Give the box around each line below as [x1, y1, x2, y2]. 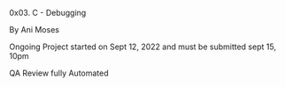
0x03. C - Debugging [9, 8, 87, 18]
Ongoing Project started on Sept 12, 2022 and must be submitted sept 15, [9, 41, 277, 52]
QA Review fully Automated [9, 68, 109, 78]
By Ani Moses [9, 25, 60, 34]
